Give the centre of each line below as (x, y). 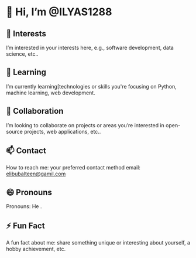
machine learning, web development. (51, 93)
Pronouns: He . (24, 206)
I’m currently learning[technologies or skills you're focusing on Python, (91, 86)
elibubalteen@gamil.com (36, 174)
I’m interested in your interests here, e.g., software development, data (90, 47)
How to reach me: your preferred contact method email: (73, 168)
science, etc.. (23, 54)
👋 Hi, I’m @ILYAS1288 (59, 12)
